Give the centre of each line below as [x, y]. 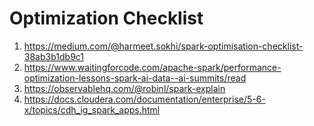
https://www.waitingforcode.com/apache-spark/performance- [152, 67]
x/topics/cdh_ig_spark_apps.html [92, 109]
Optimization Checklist [106, 18]
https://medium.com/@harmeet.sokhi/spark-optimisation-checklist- [163, 46]
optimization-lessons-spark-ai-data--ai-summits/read [135, 78]
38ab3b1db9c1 [54, 56]
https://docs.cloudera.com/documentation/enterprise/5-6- [144, 99]
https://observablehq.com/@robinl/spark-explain [124, 88]
